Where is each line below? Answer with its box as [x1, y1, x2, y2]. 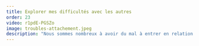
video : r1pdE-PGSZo [6, 20, 55, 26]
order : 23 [6, 14, 31, 20]
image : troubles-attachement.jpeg [6, 25, 92, 32]
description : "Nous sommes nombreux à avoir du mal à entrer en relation [6, 31, 194, 37]
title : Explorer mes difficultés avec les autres [6, 8, 132, 15]
